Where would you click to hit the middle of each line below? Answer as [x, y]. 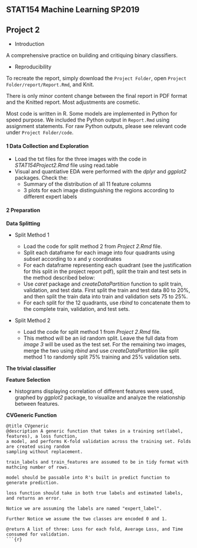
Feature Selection [28, 379]
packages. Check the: [41, 178]
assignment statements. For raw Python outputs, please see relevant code [96, 126]
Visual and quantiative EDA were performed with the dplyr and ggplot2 [101, 172]
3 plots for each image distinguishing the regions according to [99, 191]
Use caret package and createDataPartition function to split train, [103, 284]
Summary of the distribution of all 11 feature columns [87, 184]
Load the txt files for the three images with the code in [81, 159]
